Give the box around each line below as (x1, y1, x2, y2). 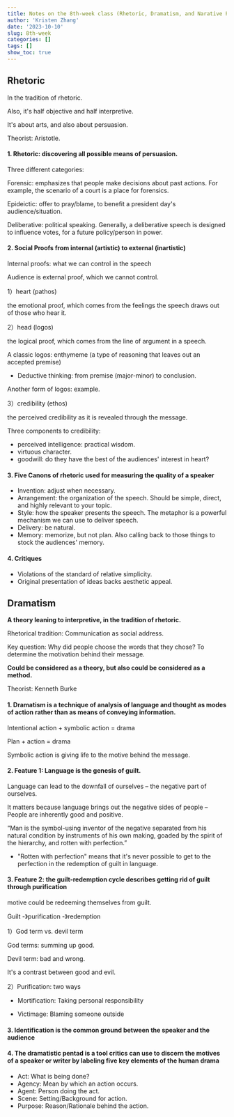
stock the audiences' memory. (17, 538, 104, 547)
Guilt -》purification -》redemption (7, 912, 101, 920)
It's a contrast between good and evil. (7, 968, 116, 976)
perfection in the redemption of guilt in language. (17, 859, 158, 868)
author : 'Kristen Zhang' (7, 17, 79, 24)
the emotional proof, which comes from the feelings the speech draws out (7, 301, 219, 310)
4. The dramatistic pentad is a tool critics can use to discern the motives (7, 1049, 221, 1058)
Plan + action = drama (7, 737, 71, 746)
